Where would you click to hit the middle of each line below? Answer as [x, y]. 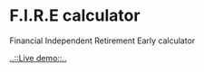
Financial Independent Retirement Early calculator [102, 40]
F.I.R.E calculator [75, 16]
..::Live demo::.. [38, 58]
